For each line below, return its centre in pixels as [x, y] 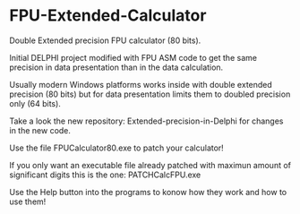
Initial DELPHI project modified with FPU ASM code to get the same [133, 57]
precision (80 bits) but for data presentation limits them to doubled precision [150, 94]
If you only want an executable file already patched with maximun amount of [150, 165]
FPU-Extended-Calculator [108, 16]
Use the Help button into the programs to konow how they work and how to [148, 192]
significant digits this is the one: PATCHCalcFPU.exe [105, 175]
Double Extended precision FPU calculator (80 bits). [105, 40]
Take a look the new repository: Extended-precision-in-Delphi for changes [146, 121]
